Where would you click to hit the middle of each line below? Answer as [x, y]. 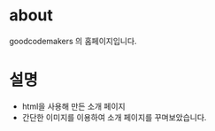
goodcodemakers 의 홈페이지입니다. [73, 41]
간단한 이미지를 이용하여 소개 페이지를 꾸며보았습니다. [114, 117]
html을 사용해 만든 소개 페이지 [73, 106]
